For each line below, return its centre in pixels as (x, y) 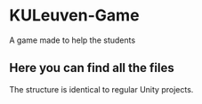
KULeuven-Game (74, 16)
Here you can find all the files (92, 68)
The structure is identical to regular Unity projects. (101, 89)
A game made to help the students (73, 40)
